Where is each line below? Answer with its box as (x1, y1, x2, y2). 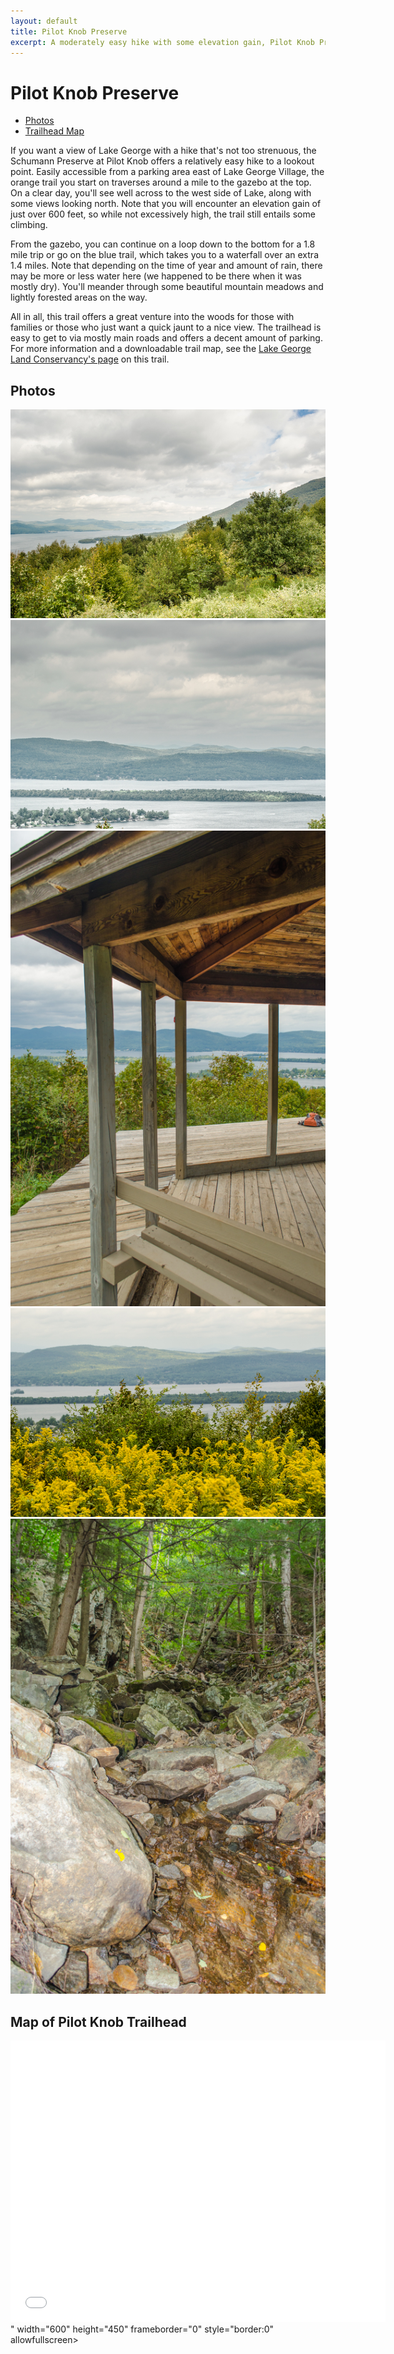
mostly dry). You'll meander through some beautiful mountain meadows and (10, 281, 324, 293)
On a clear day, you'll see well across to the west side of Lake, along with (10, 187, 312, 199)
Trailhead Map (24, 125, 85, 137)
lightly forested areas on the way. (10, 291, 148, 304)
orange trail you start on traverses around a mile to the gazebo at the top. (10, 176, 312, 189)
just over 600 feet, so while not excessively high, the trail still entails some (10, 208, 316, 220)
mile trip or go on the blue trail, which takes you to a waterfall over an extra (10, 249, 319, 261)
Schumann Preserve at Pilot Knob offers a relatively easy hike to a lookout (10, 155, 315, 167)
